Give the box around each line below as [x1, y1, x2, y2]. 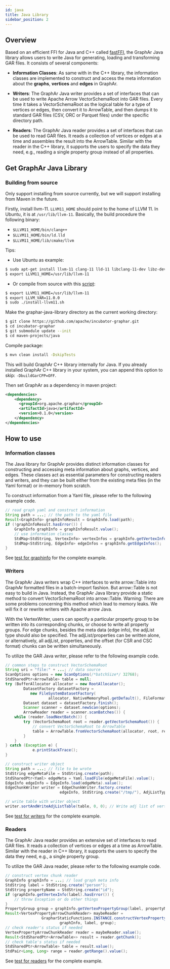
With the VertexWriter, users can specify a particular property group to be [5, 616, 159, 622]
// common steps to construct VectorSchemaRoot [5, 662, 108, 668]
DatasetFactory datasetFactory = [23, 686, 94, 691]
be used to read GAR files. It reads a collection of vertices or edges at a [12, 133, 162, 139]
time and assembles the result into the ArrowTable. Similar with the [12, 138, 152, 144]
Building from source [5, 179, 58, 186]
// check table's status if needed [5, 939, 80, 945]
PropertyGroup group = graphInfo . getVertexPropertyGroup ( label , [5, 906, 144, 912]
